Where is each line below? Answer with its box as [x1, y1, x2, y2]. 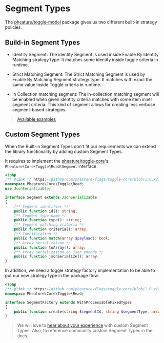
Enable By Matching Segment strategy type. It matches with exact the [12, 76, 153, 82]
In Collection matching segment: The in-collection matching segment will [12, 91, 159, 97]
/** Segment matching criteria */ [14, 222, 84, 227]
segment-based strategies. [12, 107, 67, 112]
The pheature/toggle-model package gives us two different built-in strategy [5, 19, 157, 25]
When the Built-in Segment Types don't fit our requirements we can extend [5, 143, 156, 149]
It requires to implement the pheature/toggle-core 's [5, 158, 109, 164]
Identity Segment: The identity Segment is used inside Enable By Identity [12, 51, 159, 57]
